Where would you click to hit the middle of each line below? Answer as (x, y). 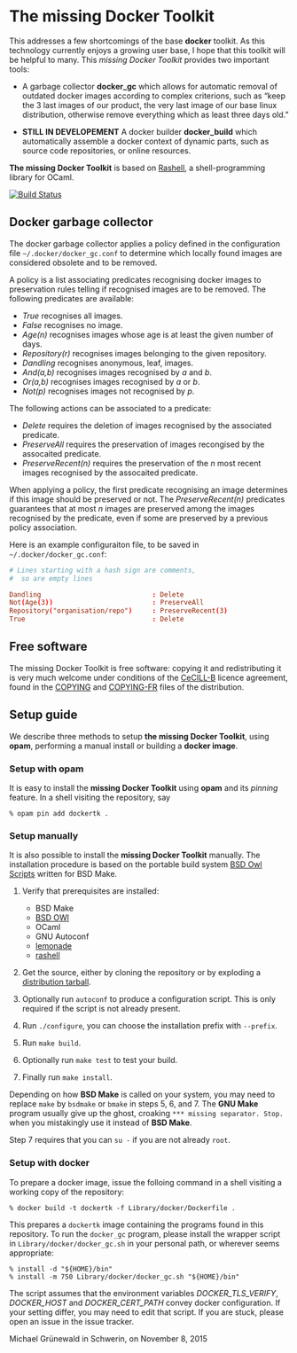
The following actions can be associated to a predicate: (110, 408)
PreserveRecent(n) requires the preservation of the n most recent (141, 463)
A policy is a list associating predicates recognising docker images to (135, 279)
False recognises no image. (72, 325)
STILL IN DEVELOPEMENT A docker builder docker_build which (139, 131)
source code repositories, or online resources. (106, 150)
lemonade (54, 946)
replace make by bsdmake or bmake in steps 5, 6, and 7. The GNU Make (134, 1104)
